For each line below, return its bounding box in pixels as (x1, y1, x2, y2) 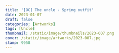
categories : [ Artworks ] (5, 21, 56, 27)
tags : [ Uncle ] (5, 26, 35, 31)
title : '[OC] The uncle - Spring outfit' (5, 7, 94, 13)
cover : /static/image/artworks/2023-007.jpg (5, 36, 101, 41)
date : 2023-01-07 (5, 12, 42, 17)
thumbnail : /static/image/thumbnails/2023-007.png (5, 31, 114, 36)
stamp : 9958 (5, 40, 30, 45)
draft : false (5, 17, 33, 22)
